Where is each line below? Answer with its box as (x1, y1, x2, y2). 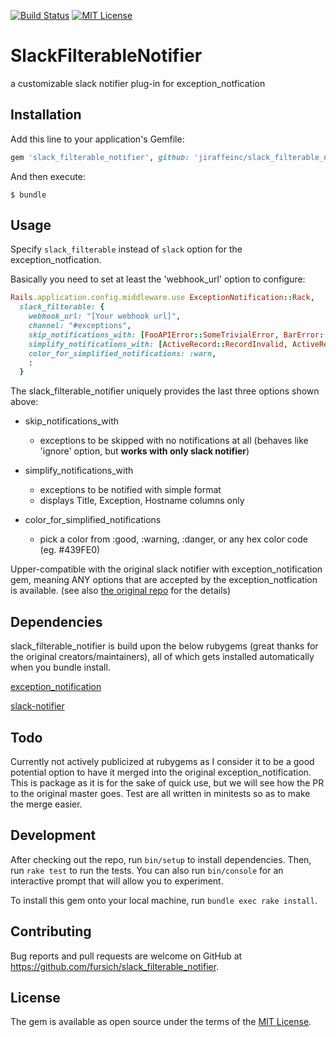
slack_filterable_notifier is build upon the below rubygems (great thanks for (10, 640, 319, 652)
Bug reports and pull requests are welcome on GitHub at (10, 950, 243, 962)
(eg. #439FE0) (39, 544, 101, 556)
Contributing (10, 923, 92, 940)
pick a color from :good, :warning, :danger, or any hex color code (39, 533, 308, 545)
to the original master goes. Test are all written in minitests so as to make (10, 787, 311, 799)
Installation (10, 106, 82, 124)
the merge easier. (10, 798, 83, 810)
